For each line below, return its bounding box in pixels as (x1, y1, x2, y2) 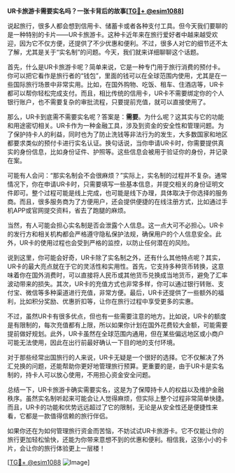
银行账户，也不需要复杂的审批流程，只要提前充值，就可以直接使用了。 (7, 98, 210, 106)
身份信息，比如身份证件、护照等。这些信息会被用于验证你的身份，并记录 (19, 148, 228, 156)
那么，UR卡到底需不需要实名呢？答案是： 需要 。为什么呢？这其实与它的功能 (7, 113, 225, 121)
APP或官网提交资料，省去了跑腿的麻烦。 (13, 206, 130, 214)
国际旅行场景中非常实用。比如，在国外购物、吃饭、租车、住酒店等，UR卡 (13, 80, 225, 88)
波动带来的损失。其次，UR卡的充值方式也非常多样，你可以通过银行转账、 (7, 280, 218, 288)
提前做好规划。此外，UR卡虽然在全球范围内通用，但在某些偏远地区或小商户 (7, 330, 225, 338)
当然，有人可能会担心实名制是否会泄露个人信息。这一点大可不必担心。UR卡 (7, 221, 225, 230)
